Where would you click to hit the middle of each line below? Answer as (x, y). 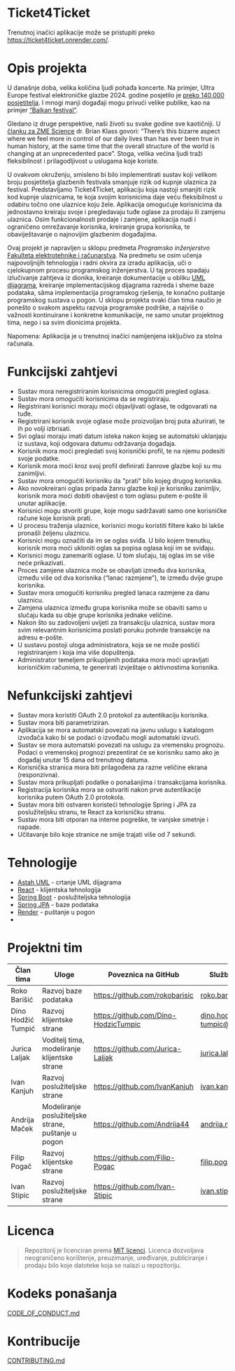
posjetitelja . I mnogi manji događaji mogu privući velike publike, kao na (109, 102)
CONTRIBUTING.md (36, 1360)
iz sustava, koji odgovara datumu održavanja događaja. (97, 443)
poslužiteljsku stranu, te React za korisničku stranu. (91, 812)
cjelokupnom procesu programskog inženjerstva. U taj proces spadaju (108, 270)
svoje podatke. (39, 458)
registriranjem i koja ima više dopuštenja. (76, 652)
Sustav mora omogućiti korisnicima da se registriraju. (94, 399)
